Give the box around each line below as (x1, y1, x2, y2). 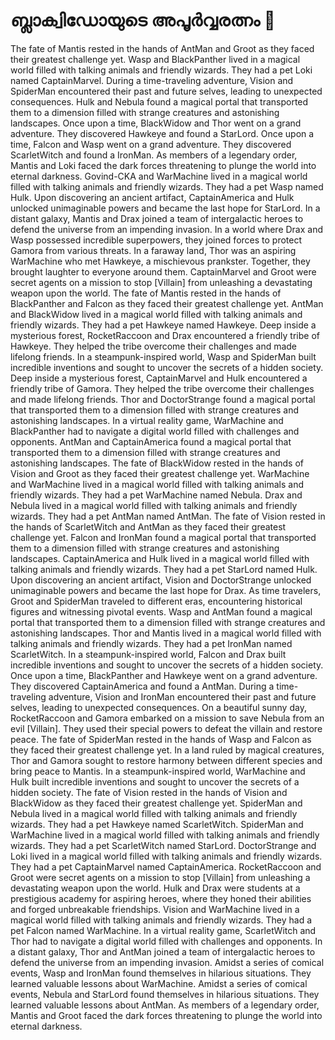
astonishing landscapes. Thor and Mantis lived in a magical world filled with (10, 627, 322, 639)
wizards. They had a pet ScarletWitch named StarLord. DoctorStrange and (10, 839, 317, 851)
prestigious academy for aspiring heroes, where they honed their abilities (10, 892, 312, 904)
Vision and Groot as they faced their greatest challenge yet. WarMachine (10, 467, 310, 479)
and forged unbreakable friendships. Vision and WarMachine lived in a (10, 903, 300, 915)
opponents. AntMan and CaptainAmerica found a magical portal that (10, 435, 292, 448)
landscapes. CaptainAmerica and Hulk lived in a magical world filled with (10, 552, 310, 564)
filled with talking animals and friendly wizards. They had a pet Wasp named (10, 180, 324, 193)
